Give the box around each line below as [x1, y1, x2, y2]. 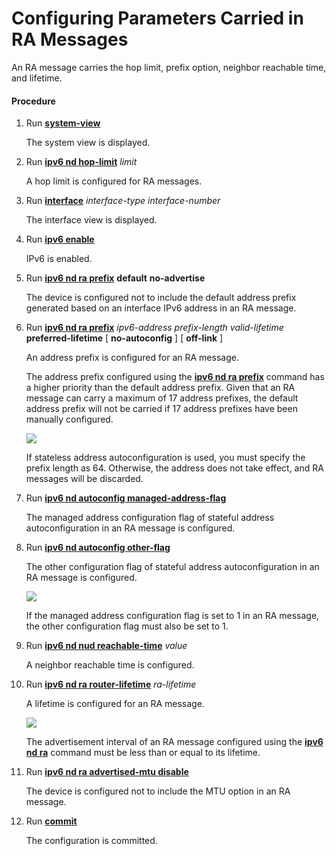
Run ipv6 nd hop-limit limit [25, 156, 138, 168]
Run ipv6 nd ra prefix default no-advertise [25, 272, 206, 284]
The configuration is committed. [25, 835, 158, 847]
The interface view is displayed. [25, 214, 158, 226]
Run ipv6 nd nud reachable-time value [25, 640, 188, 652]
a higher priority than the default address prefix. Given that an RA [25, 382, 296, 394]
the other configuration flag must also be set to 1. [25, 620, 229, 632]
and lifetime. [11, 72, 63, 84]
